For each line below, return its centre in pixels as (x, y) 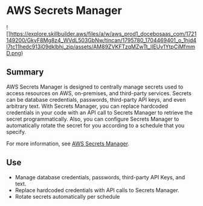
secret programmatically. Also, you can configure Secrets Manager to (93, 119)
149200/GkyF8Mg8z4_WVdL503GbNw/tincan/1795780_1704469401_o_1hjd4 (101, 40)
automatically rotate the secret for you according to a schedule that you (95, 125)
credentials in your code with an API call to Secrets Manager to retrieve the (100, 112)
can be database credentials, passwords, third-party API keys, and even (96, 99)
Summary (25, 72)
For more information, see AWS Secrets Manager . (68, 144)
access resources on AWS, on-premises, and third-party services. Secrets (99, 93)
